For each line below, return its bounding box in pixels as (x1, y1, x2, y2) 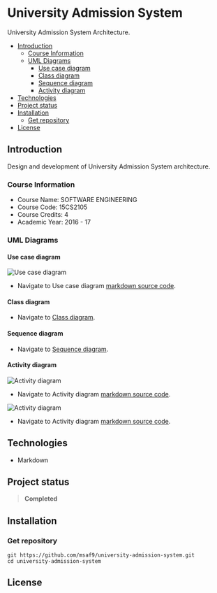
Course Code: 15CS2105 (17, 203, 88, 211)
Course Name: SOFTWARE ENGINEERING (17, 196, 137, 204)
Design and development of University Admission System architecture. (7, 162, 211, 171)
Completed (24, 494, 58, 503)
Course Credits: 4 (17, 210, 68, 219)
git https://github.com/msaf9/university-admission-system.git (7, 552, 195, 559)
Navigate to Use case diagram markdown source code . (17, 282, 176, 290)
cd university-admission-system (7, 558, 101, 565)
